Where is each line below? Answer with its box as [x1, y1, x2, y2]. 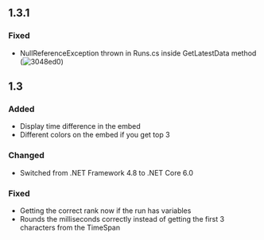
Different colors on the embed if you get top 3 [19, 130, 170, 140]
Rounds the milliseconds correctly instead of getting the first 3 [19, 214, 225, 223]
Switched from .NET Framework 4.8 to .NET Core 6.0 [19, 168, 193, 177]
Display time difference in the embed [19, 122, 141, 131]
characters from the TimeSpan [19, 223, 121, 232]
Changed [8, 150, 45, 161]
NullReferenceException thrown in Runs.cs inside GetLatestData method [19, 48, 257, 58]
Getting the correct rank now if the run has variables [19, 206, 192, 215]
